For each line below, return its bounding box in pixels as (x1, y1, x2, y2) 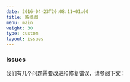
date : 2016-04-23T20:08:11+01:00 (6, 8, 89, 15)
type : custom (6, 31, 39, 37)
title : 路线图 (6, 14, 39, 20)
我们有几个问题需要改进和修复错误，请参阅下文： (6, 70, 126, 77)
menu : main (6, 19, 33, 25)
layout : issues (6, 36, 44, 42)
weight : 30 (6, 25, 33, 31)
